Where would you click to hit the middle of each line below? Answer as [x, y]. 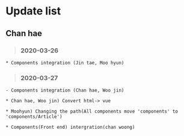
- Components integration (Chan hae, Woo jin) [65, 91]
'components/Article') [34, 117]
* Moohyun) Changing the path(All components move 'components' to [92, 112]
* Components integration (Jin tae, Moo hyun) [65, 63]
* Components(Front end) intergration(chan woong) [70, 128]
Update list [33, 11]
